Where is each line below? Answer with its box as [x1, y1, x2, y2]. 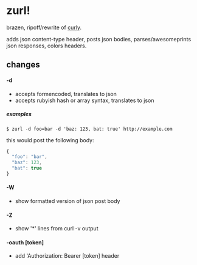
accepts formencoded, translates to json [15, 90, 117, 97]
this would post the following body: [6, 136, 94, 143]
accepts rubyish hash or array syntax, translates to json [15, 97, 154, 104]
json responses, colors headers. [6, 42, 87, 49]
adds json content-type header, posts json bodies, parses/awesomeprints [6, 35, 192, 43]
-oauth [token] [6, 238, 44, 246]
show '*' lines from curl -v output [15, 225, 98, 232]
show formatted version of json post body [15, 198, 120, 205]
